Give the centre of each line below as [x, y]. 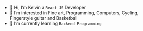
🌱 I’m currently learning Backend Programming [56, 23]
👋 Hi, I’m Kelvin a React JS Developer [48, 8]
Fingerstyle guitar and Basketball [44, 18]
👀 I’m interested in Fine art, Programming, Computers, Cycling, [74, 13]
